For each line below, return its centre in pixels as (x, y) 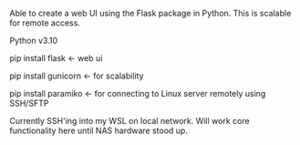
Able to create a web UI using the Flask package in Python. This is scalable (150, 13)
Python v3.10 (34, 41)
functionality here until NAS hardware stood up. (99, 130)
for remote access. (45, 23)
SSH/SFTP (29, 103)
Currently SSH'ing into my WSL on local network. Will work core (129, 121)
